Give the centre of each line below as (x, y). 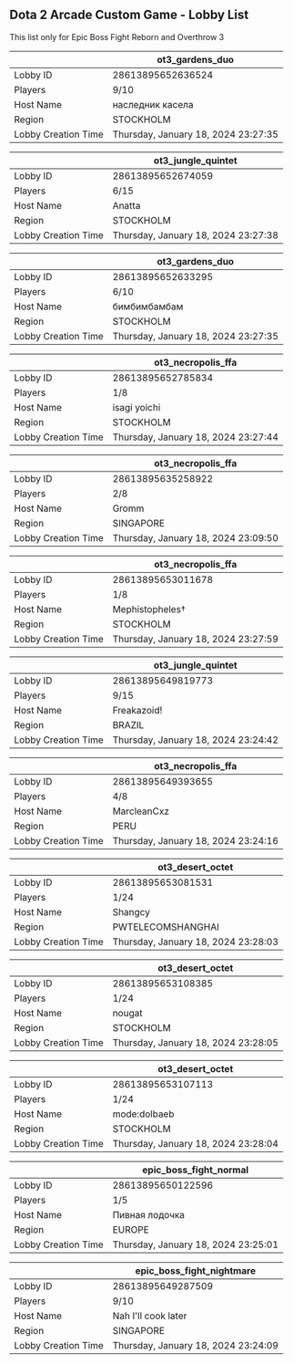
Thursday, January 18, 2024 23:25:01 (196, 1244)
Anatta (126, 205)
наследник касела (153, 104)
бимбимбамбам (148, 307)
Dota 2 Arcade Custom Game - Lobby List (129, 15)
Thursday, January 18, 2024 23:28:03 (196, 942)
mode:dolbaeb (143, 1114)
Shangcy (131, 911)
